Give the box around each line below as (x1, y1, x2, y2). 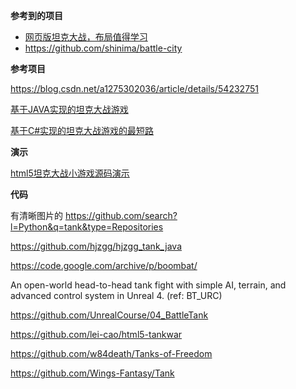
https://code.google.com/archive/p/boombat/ (10, 260, 198, 271)
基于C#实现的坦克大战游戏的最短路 (10, 125, 155, 136)
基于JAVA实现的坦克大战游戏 (10, 104, 129, 115)
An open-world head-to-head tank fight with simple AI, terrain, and (10, 279, 287, 291)
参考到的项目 (10, 10, 63, 21)
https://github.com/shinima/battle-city (24, 42, 183, 54)
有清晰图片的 (10, 210, 63, 221)
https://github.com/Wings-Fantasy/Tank (10, 367, 175, 379)
